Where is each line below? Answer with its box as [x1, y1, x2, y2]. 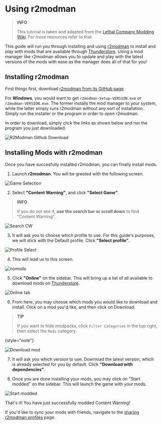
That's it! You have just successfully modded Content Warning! [5, 400, 131, 406]
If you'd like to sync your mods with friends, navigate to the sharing [5, 409, 139, 415]
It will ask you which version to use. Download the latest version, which [12, 356, 154, 362]
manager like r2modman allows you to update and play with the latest [5, 53, 144, 59]
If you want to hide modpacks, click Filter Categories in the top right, [16, 323, 158, 329]
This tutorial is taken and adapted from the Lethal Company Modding [16, 29, 154, 34]
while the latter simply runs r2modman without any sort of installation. [5, 105, 144, 111]
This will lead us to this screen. [12, 256, 74, 262]
